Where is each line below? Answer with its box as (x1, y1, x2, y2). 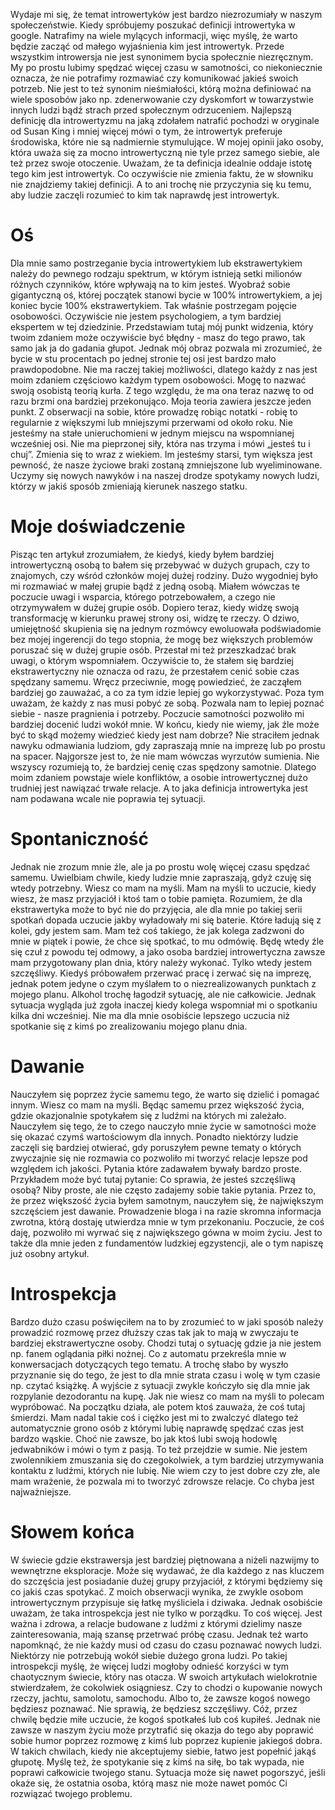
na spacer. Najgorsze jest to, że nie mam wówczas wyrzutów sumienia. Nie (10, 750, 320, 762)
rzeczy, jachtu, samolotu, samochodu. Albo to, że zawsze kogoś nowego (10, 1692, 311, 1704)
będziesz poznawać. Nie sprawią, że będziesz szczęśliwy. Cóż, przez (10, 1702, 298, 1714)
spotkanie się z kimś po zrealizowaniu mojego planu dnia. (10, 1020, 248, 1032)
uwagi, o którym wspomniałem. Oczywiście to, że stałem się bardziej (10, 654, 294, 666)
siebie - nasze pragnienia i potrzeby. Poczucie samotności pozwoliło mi (10, 707, 305, 719)
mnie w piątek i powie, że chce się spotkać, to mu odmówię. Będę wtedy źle (10, 935, 325, 947)
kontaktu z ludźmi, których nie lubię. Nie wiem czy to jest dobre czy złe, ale (10, 1464, 321, 1476)
